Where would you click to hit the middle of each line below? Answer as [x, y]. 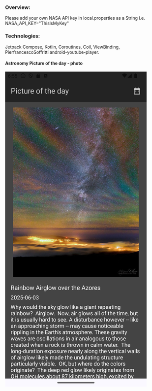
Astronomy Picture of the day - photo [44, 64]
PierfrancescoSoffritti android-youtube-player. [52, 52]
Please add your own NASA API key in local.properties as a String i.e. [75, 18]
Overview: [18, 7]
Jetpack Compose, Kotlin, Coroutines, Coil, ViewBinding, [62, 47]
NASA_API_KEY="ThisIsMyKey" [37, 23]
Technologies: [23, 36]
